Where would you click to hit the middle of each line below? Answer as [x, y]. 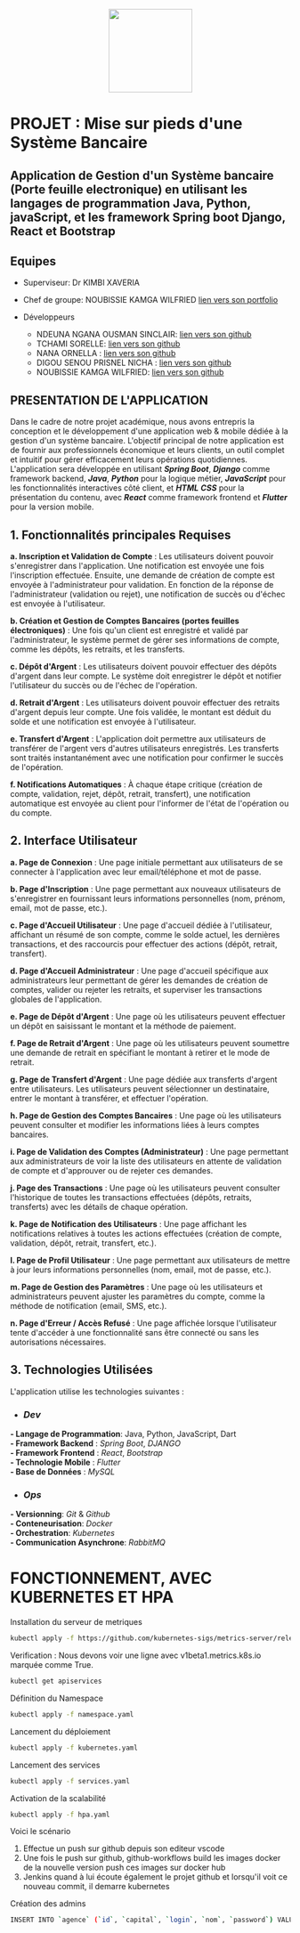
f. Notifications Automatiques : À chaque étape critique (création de [137, 784]
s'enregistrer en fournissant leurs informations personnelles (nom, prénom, [148, 898]
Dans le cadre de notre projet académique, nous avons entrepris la [132, 422]
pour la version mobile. [52, 507]
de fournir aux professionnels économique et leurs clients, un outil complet [147, 451]
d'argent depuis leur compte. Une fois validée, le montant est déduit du [141, 712]
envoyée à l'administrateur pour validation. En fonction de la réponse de [142, 585]
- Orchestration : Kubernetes [62, 1533]
